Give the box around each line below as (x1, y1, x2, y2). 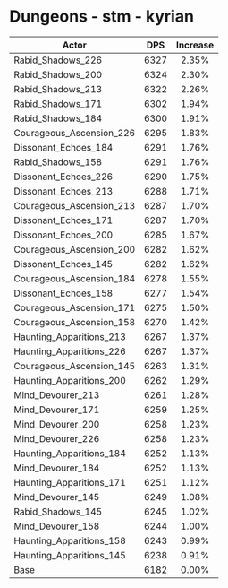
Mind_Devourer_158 (13, 520, 100, 532)
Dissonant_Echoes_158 (13, 287, 114, 299)
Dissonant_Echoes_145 (13, 257, 114, 270)
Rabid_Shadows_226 (13, 54, 103, 66)
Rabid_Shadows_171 (13, 97, 103, 109)
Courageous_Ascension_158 (13, 316, 136, 328)
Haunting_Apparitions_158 (13, 534, 127, 547)
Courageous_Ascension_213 (13, 199, 136, 212)
